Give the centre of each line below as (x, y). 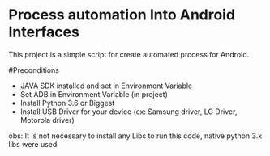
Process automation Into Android (122, 15)
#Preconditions (34, 70)
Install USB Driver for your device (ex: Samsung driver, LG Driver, (129, 112)
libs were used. (34, 144)
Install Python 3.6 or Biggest (67, 103)
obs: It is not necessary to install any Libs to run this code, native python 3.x (135, 136)
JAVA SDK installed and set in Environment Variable (106, 86)
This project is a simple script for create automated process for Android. (129, 54)
